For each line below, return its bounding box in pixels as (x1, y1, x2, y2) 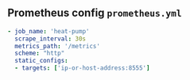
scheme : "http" (14, 49, 65, 58)
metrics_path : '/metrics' (14, 42, 101, 50)
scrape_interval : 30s (14, 35, 87, 43)
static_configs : (14, 57, 68, 65)
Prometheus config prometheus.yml (7, 6, 182, 20)
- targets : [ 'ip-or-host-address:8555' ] (14, 64, 150, 72)
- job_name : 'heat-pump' (7, 27, 90, 35)
